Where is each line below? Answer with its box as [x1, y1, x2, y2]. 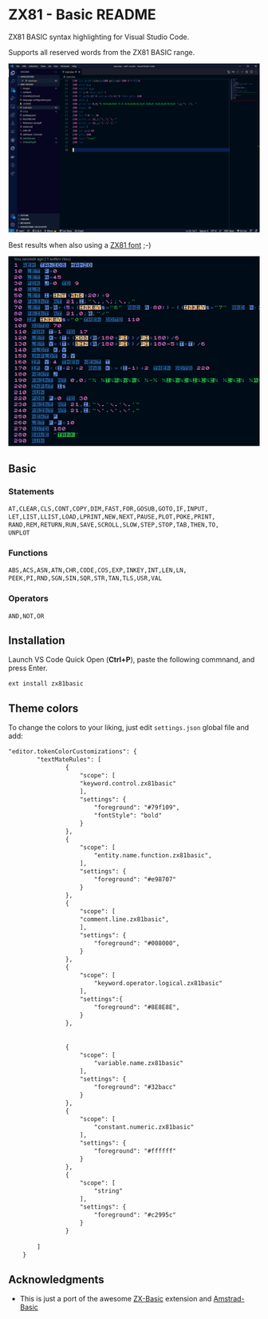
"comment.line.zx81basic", [79, 916, 170, 924]
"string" [93, 1187, 124, 1195]
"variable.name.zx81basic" [93, 1059, 183, 1067]
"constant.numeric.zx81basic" [93, 1123, 195, 1131]
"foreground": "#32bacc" [93, 1083, 177, 1091]
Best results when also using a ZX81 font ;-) [8, 240, 152, 249]
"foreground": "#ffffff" [93, 1147, 177, 1155]
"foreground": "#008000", [93, 940, 180, 948]
